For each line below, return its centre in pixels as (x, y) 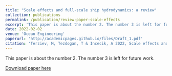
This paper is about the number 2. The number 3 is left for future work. (80, 58)
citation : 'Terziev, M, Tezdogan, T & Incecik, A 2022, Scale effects (82, 44)
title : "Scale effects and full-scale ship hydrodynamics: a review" (81, 10)
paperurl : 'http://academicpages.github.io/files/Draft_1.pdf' (74, 39)
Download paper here (28, 68)
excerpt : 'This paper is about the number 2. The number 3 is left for (83, 24)
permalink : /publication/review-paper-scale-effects (63, 20)
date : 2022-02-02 (24, 29)
